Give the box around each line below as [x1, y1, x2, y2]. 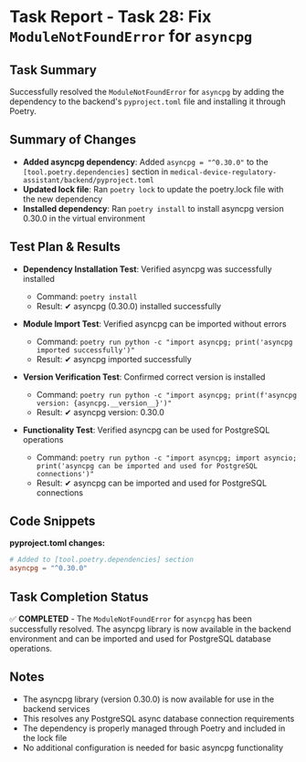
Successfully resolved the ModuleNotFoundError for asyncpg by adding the [9, 87, 285, 97]
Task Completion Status [9, 589, 149, 604]
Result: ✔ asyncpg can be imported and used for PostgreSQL [36, 477, 268, 488]
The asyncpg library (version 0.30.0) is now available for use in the [22, 694, 275, 705]
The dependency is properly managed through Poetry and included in [22, 723, 286, 734]
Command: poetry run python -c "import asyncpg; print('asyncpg [36, 336, 293, 347]
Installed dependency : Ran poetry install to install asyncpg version [22, 203, 285, 214]
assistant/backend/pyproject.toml [22, 175, 154, 184]
